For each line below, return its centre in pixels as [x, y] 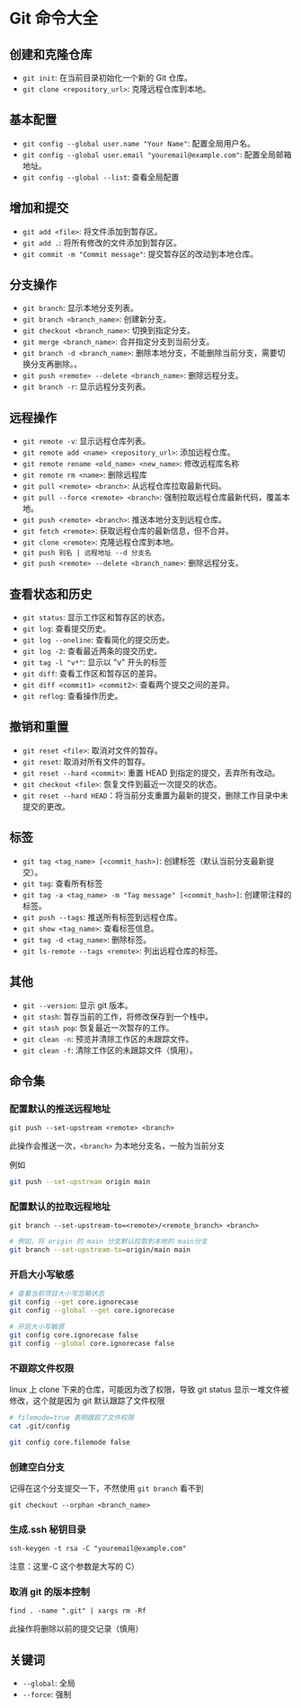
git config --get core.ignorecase [74, 1302]
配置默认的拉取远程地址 [60, 1207]
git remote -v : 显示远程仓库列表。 [86, 441]
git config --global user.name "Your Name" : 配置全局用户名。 [139, 143]
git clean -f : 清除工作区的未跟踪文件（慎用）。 [110, 1050]
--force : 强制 [47, 1695]
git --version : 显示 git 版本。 [77, 1005]
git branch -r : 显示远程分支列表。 [86, 386]
